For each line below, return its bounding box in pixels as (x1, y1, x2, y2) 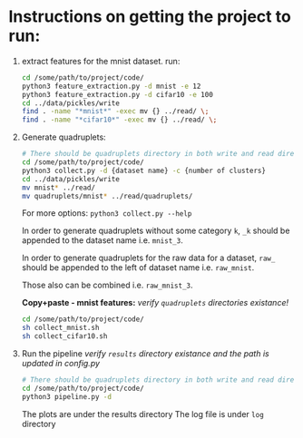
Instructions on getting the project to (8, 6, 291, 27)
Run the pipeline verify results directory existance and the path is (21, 348, 269, 359)
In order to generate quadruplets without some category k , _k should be (21, 225, 290, 237)
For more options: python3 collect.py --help (21, 208, 192, 219)
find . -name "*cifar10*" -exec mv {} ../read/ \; (21, 115, 218, 124)
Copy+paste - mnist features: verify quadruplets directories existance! (21, 297, 289, 308)
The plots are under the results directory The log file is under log (21, 408, 264, 419)
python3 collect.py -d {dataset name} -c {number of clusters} (21, 166, 267, 175)
